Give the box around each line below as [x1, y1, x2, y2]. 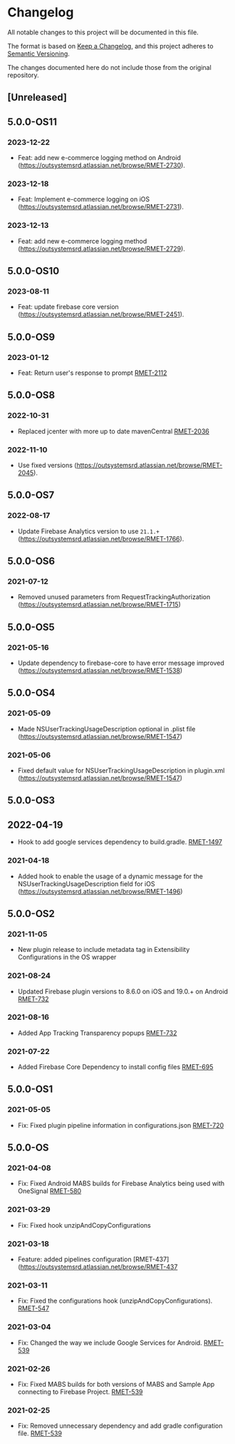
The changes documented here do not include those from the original [7, 63, 211, 71]
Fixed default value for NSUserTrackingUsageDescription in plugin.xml [17, 766, 225, 775]
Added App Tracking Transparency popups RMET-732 [17, 1028, 177, 1037]
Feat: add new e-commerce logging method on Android [17, 154, 182, 162]
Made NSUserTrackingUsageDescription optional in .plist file [17, 724, 196, 733]
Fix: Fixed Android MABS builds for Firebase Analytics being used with [17, 1179, 225, 1188]
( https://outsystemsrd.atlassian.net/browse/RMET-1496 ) [17, 887, 183, 896]
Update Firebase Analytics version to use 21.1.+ [17, 526, 160, 536]
